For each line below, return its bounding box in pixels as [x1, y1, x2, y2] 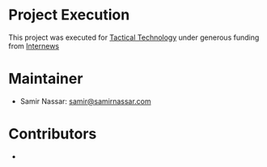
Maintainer [8, 70, 83, 88]
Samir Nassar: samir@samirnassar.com [19, 96, 151, 106]
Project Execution [8, 6, 130, 24]
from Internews [8, 41, 59, 50]
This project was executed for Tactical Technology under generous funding [8, 32, 260, 42]
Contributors [8, 125, 97, 143]
